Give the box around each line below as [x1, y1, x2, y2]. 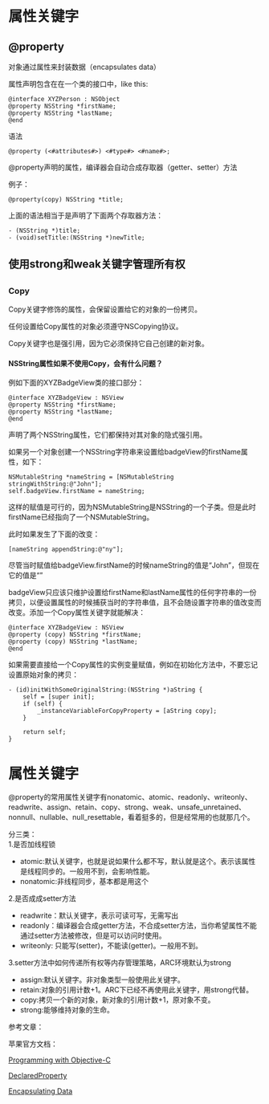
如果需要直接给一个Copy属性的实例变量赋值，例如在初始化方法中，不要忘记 [8, 660, 259, 670]
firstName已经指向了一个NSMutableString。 [8, 512, 154, 522]
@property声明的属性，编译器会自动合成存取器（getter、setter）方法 [8, 162, 238, 172]
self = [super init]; [22, 693, 95, 701]
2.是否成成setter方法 [8, 894, 76, 903]
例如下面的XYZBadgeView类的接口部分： [8, 378, 145, 388]
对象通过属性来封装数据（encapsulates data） [8, 62, 161, 71]
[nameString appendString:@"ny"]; [8, 545, 124, 554]
